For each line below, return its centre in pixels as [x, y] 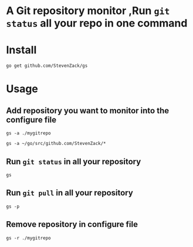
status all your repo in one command [97, 23]
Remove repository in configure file [72, 224]
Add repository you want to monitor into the [88, 111]
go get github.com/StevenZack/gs [47, 66]
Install [21, 50]
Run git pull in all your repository [70, 193]
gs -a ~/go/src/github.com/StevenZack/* [56, 144]
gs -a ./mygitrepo [28, 133]
